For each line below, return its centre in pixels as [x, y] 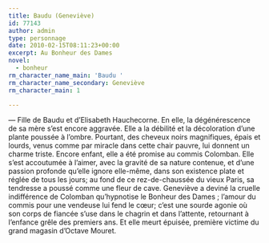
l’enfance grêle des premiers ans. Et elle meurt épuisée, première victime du [134, 222]
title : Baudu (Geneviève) [51, 16]
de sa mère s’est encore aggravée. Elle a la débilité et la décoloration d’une [132, 128]
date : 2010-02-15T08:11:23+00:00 [64, 46]
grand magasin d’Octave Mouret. [62, 231]
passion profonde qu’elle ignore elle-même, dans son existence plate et [126, 171]
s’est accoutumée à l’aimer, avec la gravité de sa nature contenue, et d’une [131, 163]
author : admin [32, 30]
